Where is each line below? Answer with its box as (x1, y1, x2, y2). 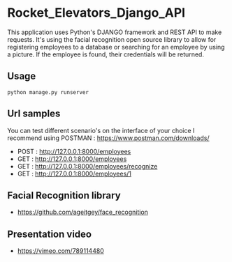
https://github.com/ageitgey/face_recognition (17, 208, 149, 217)
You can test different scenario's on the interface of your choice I (7, 126, 195, 134)
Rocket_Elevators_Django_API (7, 5, 186, 21)
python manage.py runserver (7, 88, 89, 95)
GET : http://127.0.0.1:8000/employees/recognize (17, 162, 158, 170)
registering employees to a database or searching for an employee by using (7, 43, 225, 51)
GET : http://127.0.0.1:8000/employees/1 (17, 169, 131, 178)
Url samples (7, 108, 61, 120)
